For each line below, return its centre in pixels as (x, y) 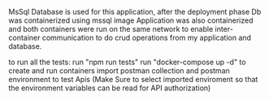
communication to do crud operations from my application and (147, 37)
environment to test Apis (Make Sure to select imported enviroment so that (133, 79)
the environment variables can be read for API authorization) (110, 88)
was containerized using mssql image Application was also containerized (131, 20)
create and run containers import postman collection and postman (119, 71)
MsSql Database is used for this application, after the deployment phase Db (135, 12)
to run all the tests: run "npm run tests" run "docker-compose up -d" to (127, 62)
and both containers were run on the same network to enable (111, 29)
